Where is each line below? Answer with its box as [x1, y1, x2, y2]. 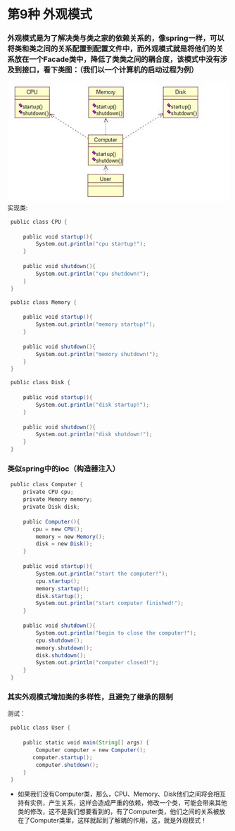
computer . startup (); [32, 754, 93, 761]
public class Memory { [10, 298, 77, 306]
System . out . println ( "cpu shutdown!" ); [35, 270, 150, 277]
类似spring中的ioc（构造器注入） [7, 464, 120, 474]
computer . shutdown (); [35, 761, 99, 768]
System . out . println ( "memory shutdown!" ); [35, 350, 159, 357]
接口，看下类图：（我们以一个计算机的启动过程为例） [21, 65, 198, 75]
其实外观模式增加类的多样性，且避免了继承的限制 [7, 692, 174, 702]
